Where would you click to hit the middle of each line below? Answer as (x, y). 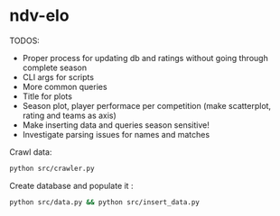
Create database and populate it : (71, 185)
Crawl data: (31, 152)
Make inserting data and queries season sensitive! (116, 125)
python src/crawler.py (52, 168)
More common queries (65, 86)
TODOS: (25, 40)
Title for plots (47, 96)
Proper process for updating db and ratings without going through (145, 58)
